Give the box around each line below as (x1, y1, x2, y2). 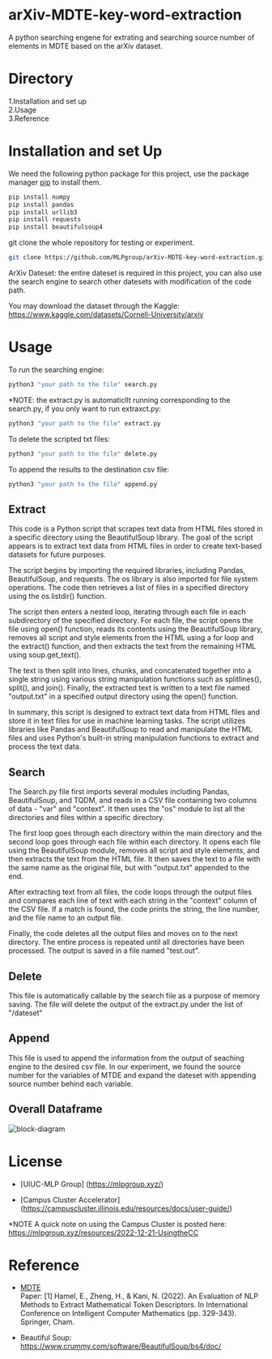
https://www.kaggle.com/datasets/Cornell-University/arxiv (8, 310, 204, 319)
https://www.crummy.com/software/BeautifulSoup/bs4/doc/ (19, 1341, 222, 1351)
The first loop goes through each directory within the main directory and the (8, 828, 262, 838)
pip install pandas (8, 200, 74, 208)
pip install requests (8, 216, 82, 224)
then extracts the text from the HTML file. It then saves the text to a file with (8, 854, 261, 864)
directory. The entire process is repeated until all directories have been (8, 938, 244, 947)
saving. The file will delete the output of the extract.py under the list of (8, 999, 243, 1009)
